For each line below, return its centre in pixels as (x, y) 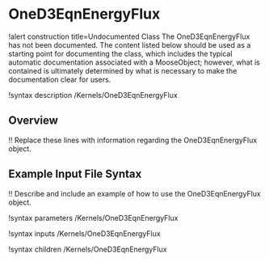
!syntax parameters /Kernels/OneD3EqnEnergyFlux (93, 218)
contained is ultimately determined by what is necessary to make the (123, 70)
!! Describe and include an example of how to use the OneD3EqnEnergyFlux (134, 193)
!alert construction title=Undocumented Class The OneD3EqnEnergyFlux (129, 36)
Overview (34, 121)
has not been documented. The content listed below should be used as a (130, 44)
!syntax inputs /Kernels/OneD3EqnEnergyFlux (84, 233)
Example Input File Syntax (75, 174)
